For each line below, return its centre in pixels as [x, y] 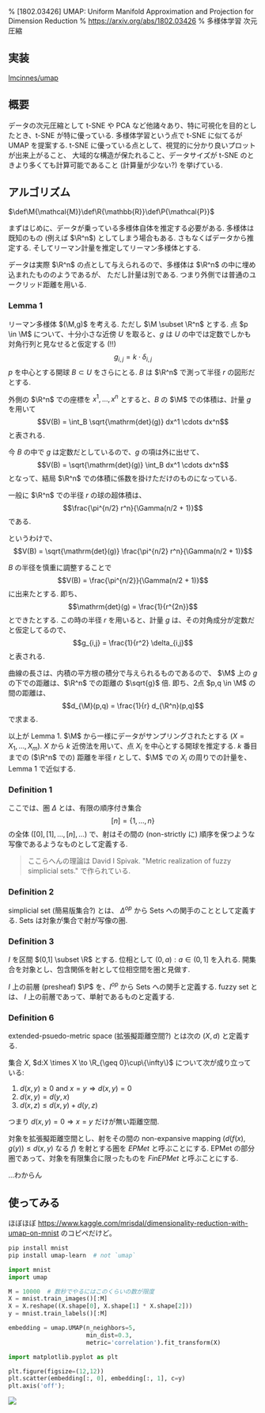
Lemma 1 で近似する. [42, 768]
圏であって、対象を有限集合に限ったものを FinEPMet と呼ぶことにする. [123, 1158]
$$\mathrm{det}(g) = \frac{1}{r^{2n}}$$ [133, 607]
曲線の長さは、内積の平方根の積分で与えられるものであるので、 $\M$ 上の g [133, 673]
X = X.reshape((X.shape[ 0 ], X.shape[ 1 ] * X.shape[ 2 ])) [100, 1306]
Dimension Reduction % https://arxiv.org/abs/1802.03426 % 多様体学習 [125, 21]
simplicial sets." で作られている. [79, 871]
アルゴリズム [40, 192]
